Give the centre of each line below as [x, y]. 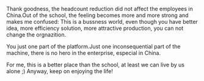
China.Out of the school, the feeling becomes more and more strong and [97, 15]
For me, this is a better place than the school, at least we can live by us [96, 65]
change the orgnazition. [36, 35]
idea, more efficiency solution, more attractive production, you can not [95, 28]
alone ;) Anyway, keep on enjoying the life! [60, 71]
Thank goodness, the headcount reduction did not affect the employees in [100, 9]
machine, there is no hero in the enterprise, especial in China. [83, 53]
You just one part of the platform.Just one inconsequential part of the [93, 46]
